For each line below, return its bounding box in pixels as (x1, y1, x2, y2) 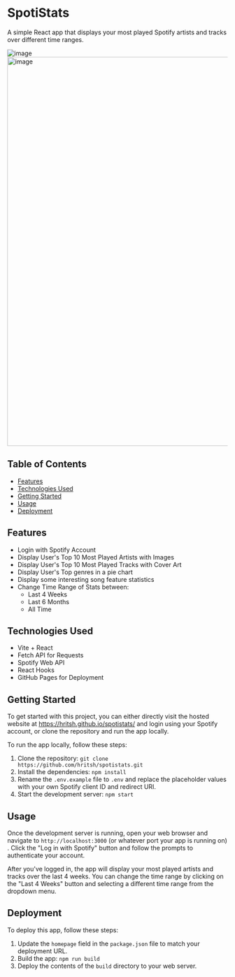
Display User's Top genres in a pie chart (17, 568, 133, 576)
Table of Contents (7, 458, 87, 470)
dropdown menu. (7, 887, 57, 895)
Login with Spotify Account (17, 545, 97, 554)
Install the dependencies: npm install (17, 768, 127, 776)
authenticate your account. (7, 851, 85, 860)
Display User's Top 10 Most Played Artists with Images (17, 552, 175, 561)
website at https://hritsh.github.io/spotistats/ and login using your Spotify (7, 720, 218, 728)
